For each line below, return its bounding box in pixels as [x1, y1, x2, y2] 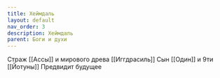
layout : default [7, 17, 55, 24]
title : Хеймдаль [7, 10, 55, 17]
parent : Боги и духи [7, 36, 68, 43]
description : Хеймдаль [7, 29, 74, 37]
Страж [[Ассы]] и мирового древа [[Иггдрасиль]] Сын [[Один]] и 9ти [7, 55, 214, 63]
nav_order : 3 [7, 23, 46, 30]
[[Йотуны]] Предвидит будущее [7, 63, 102, 71]
